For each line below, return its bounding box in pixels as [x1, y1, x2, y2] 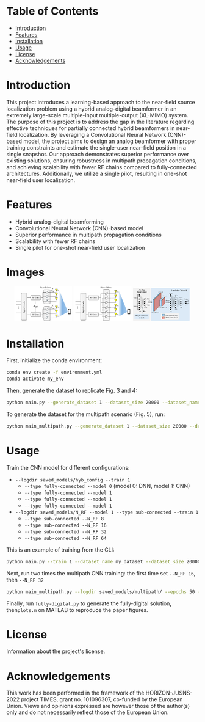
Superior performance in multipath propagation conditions [15, 231, 162, 238]
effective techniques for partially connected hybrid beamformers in [6, 124, 175, 132]
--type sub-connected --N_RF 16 [24, 522, 107, 528]
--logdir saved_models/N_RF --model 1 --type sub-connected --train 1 [15, 509, 199, 516]
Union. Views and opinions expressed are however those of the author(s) [6, 702, 190, 710]
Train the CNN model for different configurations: [6, 464, 130, 471]
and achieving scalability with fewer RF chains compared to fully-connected [6, 163, 197, 170]
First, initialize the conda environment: [6, 357, 103, 364]
